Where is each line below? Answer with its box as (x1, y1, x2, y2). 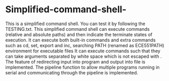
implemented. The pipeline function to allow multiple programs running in (5, 64, 160, 70)
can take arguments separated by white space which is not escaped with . (5, 53, 162, 59)
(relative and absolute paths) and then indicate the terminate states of (5, 31, 153, 37)
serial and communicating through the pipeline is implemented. (5, 69, 138, 75)
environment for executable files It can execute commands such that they (5, 48, 160, 54)
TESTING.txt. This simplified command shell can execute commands (5, 26, 150, 32)
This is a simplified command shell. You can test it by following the (5, 21, 145, 27)
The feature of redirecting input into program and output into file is (5, 58, 145, 65)
